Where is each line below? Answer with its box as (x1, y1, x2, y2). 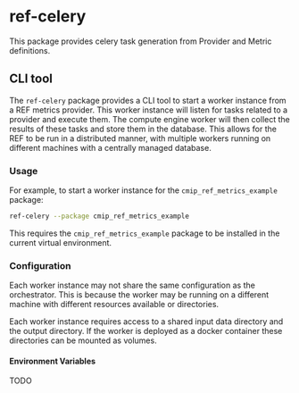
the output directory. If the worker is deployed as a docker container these (9, 326, 283, 337)
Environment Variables (9, 355, 96, 366)
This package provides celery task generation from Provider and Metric (9, 36, 272, 46)
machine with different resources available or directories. (9, 299, 220, 310)
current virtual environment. (9, 237, 112, 247)
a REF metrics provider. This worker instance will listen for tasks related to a (9, 105, 288, 115)
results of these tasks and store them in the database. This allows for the (9, 123, 277, 134)
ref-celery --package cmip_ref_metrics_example (9, 212, 190, 221)
